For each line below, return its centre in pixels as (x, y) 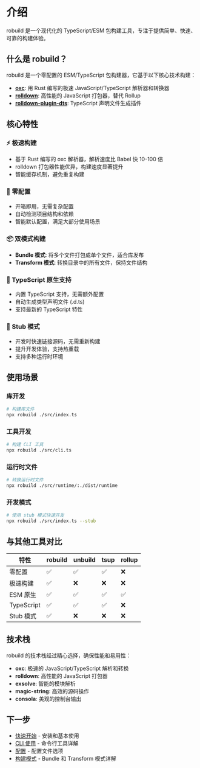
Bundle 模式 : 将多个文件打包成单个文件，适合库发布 (79, 255)
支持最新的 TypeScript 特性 (49, 309)
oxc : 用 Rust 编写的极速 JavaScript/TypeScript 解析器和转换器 (92, 88)
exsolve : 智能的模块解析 (45, 683)
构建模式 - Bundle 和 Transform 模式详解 (65, 758)
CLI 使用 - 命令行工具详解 (47, 743)
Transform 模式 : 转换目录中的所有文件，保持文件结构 (81, 263)
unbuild (84, 560)
